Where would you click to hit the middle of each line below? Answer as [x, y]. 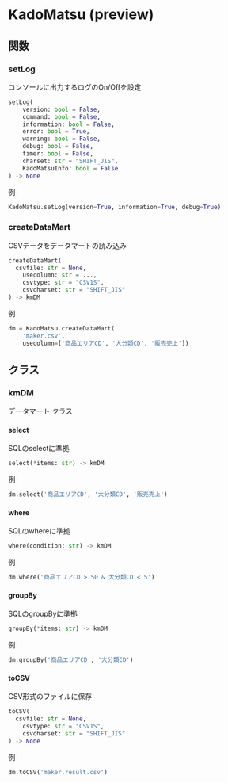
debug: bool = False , [58, 147]
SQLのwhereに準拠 [39, 531]
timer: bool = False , [58, 154]
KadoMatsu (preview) [81, 15]
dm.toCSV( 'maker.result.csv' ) [58, 772]
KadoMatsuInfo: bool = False [70, 168]
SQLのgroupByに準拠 [43, 614]
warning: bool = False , [62, 139]
